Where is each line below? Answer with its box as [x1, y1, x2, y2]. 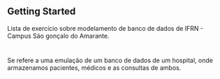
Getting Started [7, 6, 76, 17]
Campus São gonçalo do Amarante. [7, 31, 110, 40]
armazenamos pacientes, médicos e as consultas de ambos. [7, 64, 182, 72]
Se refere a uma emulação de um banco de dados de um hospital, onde [7, 56, 213, 64]
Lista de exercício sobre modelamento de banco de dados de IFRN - [7, 24, 204, 32]
